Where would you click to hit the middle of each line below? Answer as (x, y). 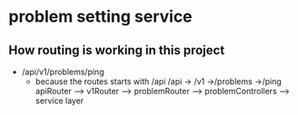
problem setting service (100, 17)
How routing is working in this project (117, 50)
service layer (60, 101)
